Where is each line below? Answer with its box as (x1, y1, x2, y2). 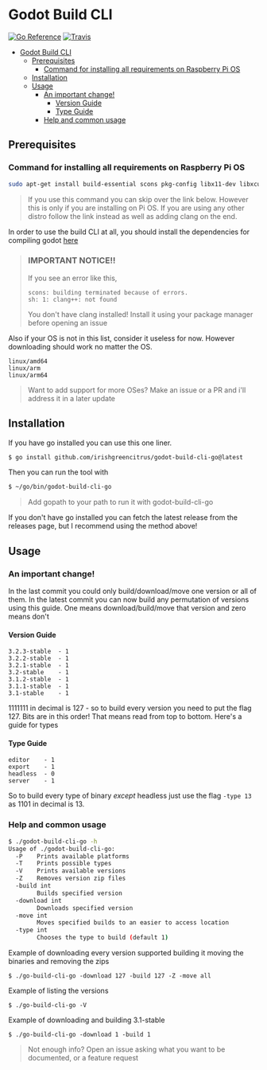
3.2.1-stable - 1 (8, 662, 69, 670)
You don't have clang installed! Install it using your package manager (27, 309, 253, 319)
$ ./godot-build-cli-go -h (8, 838, 98, 845)
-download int (15, 896, 62, 904)
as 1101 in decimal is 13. (8, 799, 85, 809)
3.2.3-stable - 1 (8, 647, 69, 656)
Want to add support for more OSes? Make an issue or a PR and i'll (27, 385, 246, 395)
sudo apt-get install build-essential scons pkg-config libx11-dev (8, 180, 237, 188)
